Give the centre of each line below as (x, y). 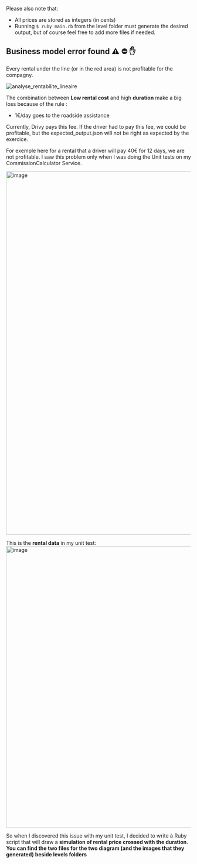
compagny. (20, 75)
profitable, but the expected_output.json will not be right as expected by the (98, 133)
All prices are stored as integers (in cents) (65, 20)
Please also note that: (32, 9)
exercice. (17, 139)
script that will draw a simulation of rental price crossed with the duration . (97, 842)
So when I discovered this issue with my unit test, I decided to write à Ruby (96, 835)
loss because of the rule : (37, 104)
